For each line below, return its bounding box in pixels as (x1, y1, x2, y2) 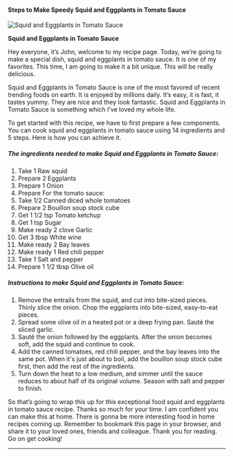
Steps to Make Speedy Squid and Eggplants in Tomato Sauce (8, 6, 186, 14)
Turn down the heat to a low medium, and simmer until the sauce (17, 369, 203, 378)
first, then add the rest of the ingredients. (17, 362, 136, 371)
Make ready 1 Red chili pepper (17, 248, 104, 256)
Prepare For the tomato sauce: (17, 189, 105, 198)
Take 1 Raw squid (17, 167, 68, 175)
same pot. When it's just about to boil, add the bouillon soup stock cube (17, 355, 223, 363)
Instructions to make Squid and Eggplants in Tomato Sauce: (8, 278, 185, 287)
